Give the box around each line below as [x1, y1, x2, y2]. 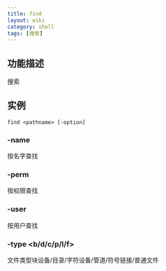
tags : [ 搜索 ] [7, 29, 43, 37]
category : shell [7, 23, 54, 30]
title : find [7, 10, 42, 18]
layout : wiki [7, 17, 45, 24]
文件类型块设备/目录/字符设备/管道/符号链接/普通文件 [7, 256, 159, 265]
